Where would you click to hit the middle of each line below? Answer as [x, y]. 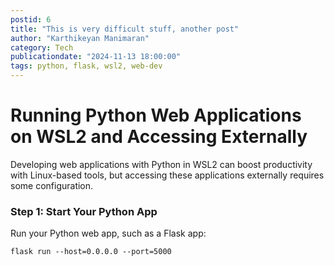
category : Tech [42, 47]
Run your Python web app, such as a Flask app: [108, 233]
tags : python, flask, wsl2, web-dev [86, 66]
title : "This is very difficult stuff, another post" [125, 29]
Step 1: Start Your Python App [84, 211]
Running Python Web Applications [156, 115]
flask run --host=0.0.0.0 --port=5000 [91, 252]
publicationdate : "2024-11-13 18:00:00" [96, 57]
